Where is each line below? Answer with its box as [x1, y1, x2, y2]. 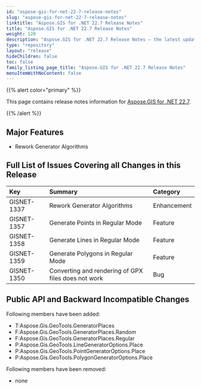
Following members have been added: [6, 310, 100, 318]
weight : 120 [6, 31, 36, 37]
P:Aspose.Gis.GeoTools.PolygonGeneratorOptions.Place [14, 354, 153, 361]
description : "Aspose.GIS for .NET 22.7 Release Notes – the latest [6, 37, 181, 43]
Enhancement [153, 201, 192, 210]
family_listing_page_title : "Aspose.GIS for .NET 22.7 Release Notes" [6, 64, 186, 71]
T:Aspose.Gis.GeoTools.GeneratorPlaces [14, 322, 115, 329]
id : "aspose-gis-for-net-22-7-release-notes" [6, 8, 121, 15]
